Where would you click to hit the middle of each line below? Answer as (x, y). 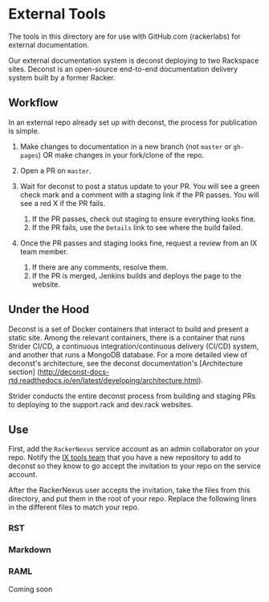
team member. (44, 251)
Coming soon (31, 589)
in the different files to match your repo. (74, 507)
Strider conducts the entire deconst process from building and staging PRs (132, 396)
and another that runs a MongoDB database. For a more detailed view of (128, 354)
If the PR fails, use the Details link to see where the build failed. (137, 227)
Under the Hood (49, 309)
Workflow (33, 103)
